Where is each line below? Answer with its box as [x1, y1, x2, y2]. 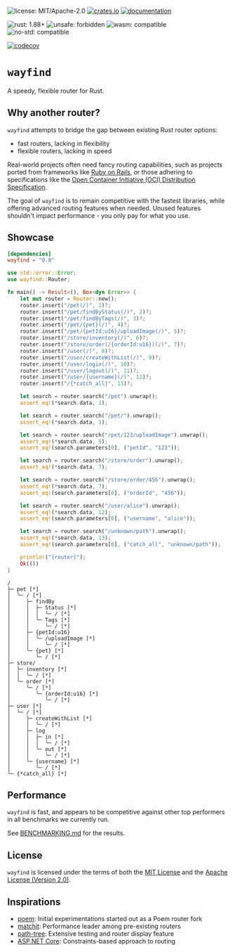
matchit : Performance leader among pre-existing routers [17, 922, 181, 930]
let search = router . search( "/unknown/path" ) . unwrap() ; [20, 528, 187, 535]
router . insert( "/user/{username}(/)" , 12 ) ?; [20, 373, 152, 381]
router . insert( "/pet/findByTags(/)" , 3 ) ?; [20, 315, 146, 322]
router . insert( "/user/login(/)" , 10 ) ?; [20, 361, 137, 368]
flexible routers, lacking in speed [17, 146, 112, 155]
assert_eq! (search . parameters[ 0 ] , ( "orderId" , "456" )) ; [20, 489, 187, 496]
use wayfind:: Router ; [7, 276, 71, 283]
